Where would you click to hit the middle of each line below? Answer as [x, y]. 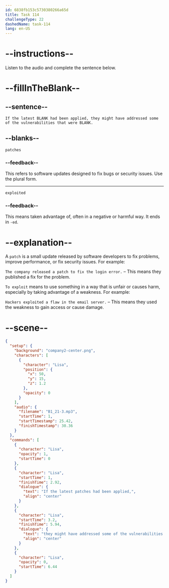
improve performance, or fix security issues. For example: [65, 262]
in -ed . [12, 222]
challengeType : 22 [24, 19]
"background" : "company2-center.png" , [55, 351]
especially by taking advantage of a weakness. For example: [68, 292]
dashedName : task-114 [28, 24]
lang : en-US [18, 29]
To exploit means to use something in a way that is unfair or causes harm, [83, 287]
